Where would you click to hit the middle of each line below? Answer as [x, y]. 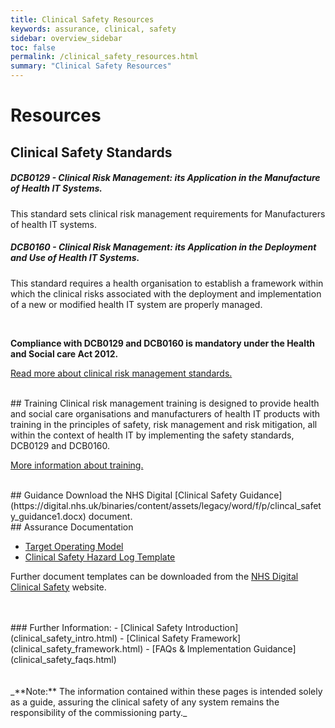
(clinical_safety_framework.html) [77, 648]
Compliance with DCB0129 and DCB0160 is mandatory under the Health [163, 343]
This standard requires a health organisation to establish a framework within [167, 283]
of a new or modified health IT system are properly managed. [136, 304]
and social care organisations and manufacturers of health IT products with [165, 413]
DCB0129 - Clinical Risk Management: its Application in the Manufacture [165, 178]
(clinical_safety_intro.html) [64, 638]
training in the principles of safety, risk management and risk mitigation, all [164, 424]
